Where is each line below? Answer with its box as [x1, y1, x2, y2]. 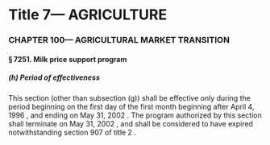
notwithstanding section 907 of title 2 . [8, 127, 137, 137]
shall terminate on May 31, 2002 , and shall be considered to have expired [8, 118, 254, 128]
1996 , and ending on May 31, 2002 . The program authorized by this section [8, 110, 262, 120]
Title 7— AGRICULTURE [8, 6, 168, 24]
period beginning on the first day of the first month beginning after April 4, [8, 101, 255, 111]
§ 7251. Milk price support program [8, 54, 127, 64]
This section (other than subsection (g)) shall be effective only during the [8, 93, 251, 102]
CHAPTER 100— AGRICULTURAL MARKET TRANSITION [8, 35, 230, 46]
